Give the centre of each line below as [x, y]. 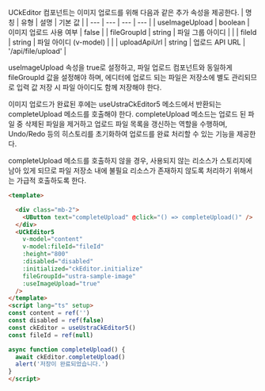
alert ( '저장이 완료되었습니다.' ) [62, 364]
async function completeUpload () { [67, 349]
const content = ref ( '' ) [49, 313]
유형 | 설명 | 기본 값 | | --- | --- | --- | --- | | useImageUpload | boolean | [135, 22]
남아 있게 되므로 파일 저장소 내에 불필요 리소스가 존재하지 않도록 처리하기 [120, 171]
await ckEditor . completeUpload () [70, 357]
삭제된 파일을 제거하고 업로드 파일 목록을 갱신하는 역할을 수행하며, [126, 124]
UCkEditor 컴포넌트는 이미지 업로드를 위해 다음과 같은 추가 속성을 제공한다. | [126, 12]
